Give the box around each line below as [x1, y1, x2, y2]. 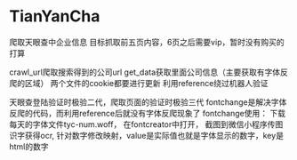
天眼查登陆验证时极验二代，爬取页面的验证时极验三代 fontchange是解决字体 [9, 96, 287, 108]
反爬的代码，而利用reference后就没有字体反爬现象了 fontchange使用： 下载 [9, 108, 286, 118]
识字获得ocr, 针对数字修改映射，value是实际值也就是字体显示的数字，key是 [9, 130, 285, 140]
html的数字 [9, 140, 49, 152]
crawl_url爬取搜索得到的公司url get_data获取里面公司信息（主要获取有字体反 [9, 67, 289, 77]
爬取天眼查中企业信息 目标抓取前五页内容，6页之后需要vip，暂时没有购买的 [9, 36, 285, 47]
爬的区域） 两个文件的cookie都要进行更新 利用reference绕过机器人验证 [9, 77, 269, 88]
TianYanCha [9, 6, 100, 27]
